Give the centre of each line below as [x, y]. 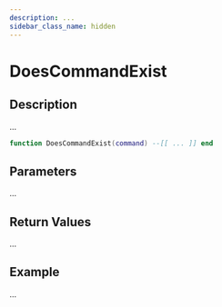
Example [35, 272]
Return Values [50, 222]
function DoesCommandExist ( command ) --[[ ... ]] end [111, 143]
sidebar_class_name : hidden [63, 26]
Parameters [43, 171]
